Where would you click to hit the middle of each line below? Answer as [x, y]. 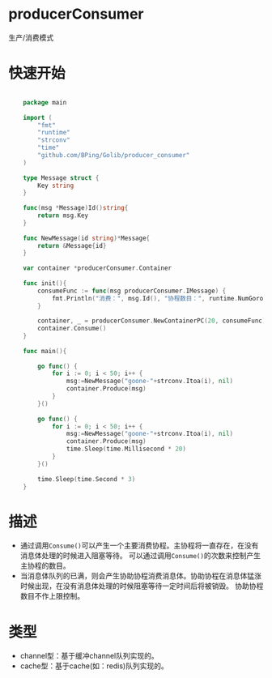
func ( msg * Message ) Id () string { [76, 208]
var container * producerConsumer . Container [98, 268]
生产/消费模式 [31, 37]
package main [45, 102]
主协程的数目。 [45, 566]
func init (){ [45, 283]
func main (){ [45, 351]
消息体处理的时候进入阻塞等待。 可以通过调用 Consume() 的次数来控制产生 [140, 556]
